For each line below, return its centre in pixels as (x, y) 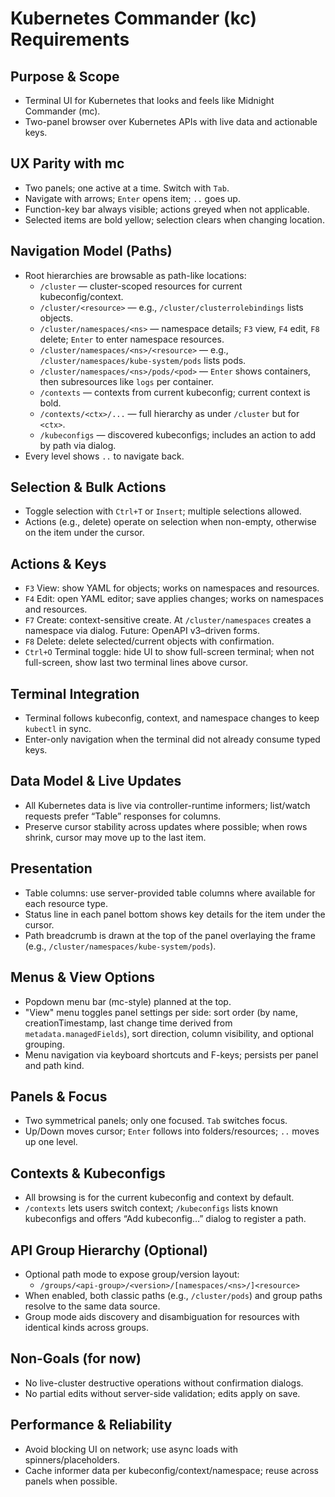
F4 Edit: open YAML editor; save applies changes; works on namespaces (174, 599)
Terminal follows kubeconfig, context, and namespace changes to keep (172, 718)
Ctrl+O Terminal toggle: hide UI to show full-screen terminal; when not (169, 652)
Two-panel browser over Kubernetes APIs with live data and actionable (171, 121)
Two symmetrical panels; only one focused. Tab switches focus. (156, 1121)
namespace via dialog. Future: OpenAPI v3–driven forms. (142, 631)
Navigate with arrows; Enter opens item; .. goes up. (132, 198)
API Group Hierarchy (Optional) (109, 1250)
